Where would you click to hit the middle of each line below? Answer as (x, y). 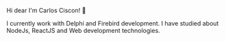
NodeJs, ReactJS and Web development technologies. (83, 31)
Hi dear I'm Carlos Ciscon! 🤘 (46, 10)
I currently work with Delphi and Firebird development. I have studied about (113, 23)
